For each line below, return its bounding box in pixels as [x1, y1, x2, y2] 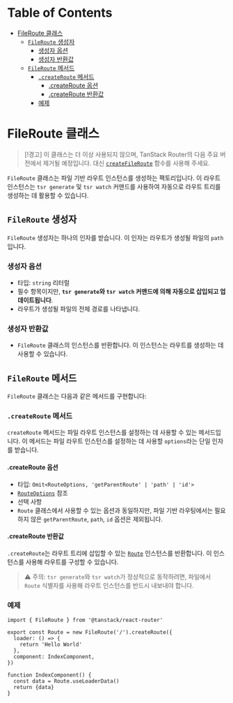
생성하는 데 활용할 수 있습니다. [7, 191, 89, 200]
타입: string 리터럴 [17, 278, 70, 287]
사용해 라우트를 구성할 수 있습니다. [25, 557, 119, 566]
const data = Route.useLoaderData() [13, 678, 120, 685]
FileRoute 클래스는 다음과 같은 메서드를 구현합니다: [7, 392, 147, 401]
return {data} [13, 684, 54, 691]
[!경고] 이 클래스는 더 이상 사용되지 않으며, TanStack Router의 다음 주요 [24, 150, 219, 158]
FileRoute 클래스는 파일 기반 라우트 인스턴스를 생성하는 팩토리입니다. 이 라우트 [7, 173, 221, 182]
